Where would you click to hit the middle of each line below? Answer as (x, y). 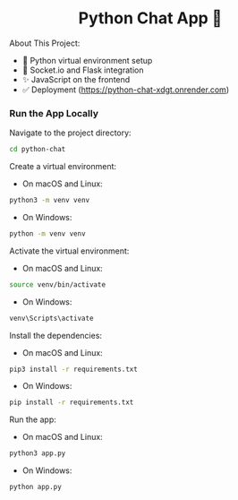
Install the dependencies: (56, 335)
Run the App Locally (54, 113)
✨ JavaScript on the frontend (76, 79)
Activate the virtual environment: (69, 251)
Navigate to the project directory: (70, 133)
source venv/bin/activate (57, 284)
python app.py (36, 487)
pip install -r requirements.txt (72, 402)
